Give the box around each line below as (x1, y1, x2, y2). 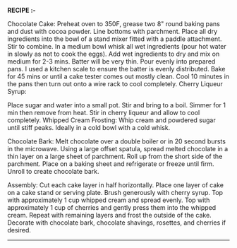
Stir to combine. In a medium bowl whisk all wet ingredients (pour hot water (7, 42, 227, 50)
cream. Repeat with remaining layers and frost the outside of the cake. (7, 211, 212, 219)
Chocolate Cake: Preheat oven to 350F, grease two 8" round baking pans (7, 20, 220, 28)
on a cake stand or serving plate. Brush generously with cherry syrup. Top (7, 189, 224, 196)
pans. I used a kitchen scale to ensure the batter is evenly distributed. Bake (7, 65, 226, 73)
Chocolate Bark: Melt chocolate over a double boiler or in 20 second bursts (7, 137, 226, 146)
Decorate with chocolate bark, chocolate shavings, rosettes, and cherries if (7, 218, 226, 227)
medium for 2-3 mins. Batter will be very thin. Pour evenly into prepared (7, 57, 216, 66)
